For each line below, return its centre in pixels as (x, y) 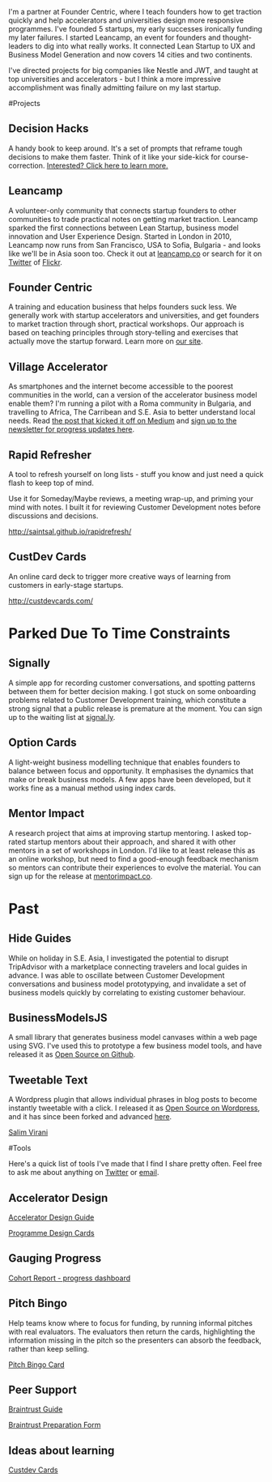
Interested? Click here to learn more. (107, 165)
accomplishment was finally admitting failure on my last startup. (115, 87)
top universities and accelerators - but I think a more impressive (115, 79)
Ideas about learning (62, 1450)
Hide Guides (40, 939)
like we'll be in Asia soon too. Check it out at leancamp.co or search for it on (135, 253)
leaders (21, 46)
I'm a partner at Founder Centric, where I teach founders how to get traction (135, 12)
